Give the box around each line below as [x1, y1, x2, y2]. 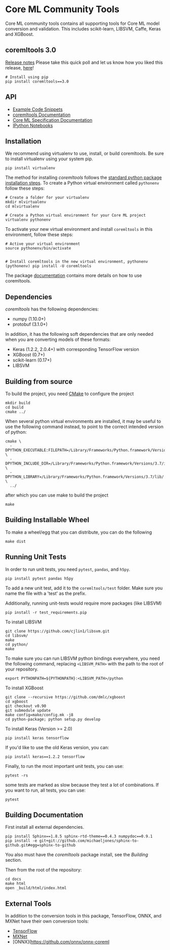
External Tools [5, 899, 52, 908]
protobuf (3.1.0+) [12, 321, 48, 328]
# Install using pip [5, 75, 49, 80]
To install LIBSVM [5, 619, 42, 625]
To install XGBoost [5, 685, 44, 691]
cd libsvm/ [5, 633, 28, 638]
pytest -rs [5, 772, 28, 778]
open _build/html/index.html [5, 886, 67, 891]
